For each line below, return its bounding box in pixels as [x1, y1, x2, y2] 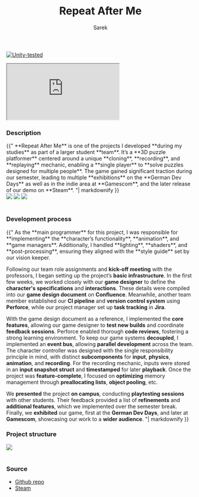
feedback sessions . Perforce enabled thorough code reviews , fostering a [6, 328, 189, 335]
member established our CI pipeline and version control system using [6, 297, 180, 304]
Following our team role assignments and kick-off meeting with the [6, 266, 172, 273]
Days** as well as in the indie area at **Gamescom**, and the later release [6, 180, 191, 187]
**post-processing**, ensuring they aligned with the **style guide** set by [6, 248, 190, 255]
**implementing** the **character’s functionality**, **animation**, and [6, 234, 179, 242]
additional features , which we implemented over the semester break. [6, 403, 177, 410]
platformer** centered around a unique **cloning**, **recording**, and [6, 155, 180, 162]
